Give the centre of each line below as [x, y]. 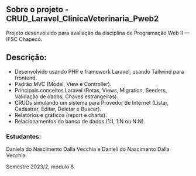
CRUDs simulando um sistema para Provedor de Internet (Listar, [92, 102]
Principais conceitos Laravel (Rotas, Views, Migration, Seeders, [91, 90]
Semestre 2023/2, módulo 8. [41, 167]
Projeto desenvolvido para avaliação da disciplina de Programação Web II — [98, 33]
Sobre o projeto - [37, 10]
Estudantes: [24, 136]
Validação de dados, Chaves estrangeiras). [66, 96]
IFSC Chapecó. [24, 39]
